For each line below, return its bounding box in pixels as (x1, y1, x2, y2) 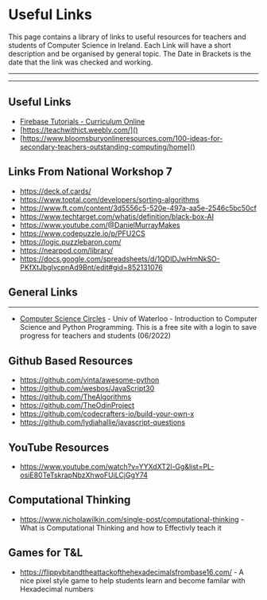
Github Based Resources (8, 354, 133, 367)
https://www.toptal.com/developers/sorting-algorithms (19, 194, 200, 204)
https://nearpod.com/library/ (19, 245, 114, 255)
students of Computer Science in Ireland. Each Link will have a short (8, 40, 232, 49)
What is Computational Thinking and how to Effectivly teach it (19, 523, 222, 532)
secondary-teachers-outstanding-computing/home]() (19, 142, 196, 151)
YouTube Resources (8, 441, 110, 454)
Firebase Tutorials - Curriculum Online (19, 116, 145, 126)
